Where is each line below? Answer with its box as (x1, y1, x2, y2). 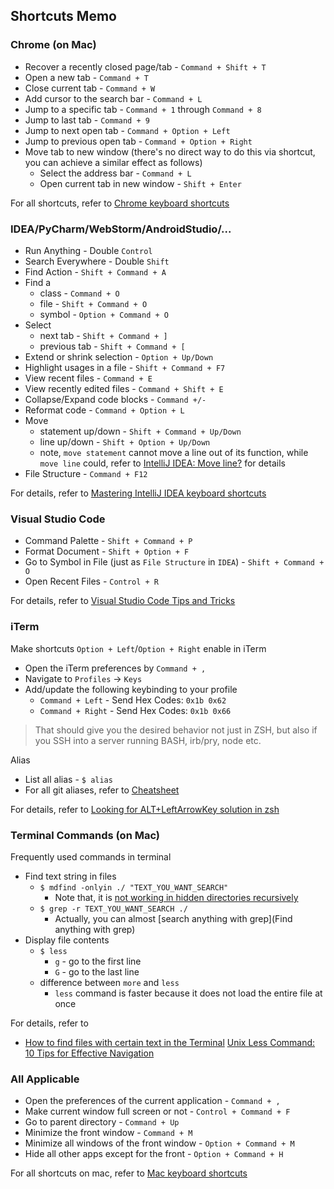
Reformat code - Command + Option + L (24, 404, 185, 416)
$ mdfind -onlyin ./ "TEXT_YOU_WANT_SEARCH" (39, 882, 229, 893)
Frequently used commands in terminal (10, 850, 172, 863)
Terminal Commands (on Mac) (10, 828, 161, 842)
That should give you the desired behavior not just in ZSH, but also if (34, 724, 318, 736)
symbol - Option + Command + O (39, 308, 169, 320)
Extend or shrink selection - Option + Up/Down (24, 350, 214, 363)
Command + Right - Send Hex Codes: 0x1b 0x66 (39, 704, 232, 716)
